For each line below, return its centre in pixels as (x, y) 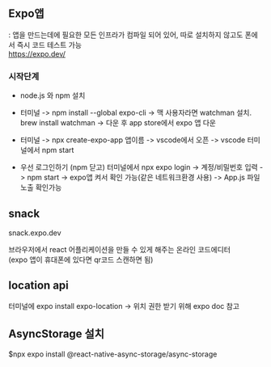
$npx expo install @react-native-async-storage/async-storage (113, 354)
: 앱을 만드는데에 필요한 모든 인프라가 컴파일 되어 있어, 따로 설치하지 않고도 (126, 35)
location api (38, 286)
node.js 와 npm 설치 (53, 95)
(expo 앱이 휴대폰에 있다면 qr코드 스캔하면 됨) (81, 259)
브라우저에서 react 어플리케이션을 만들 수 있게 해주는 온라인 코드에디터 (119, 249)
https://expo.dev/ (37, 53)
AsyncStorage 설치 (57, 334)
